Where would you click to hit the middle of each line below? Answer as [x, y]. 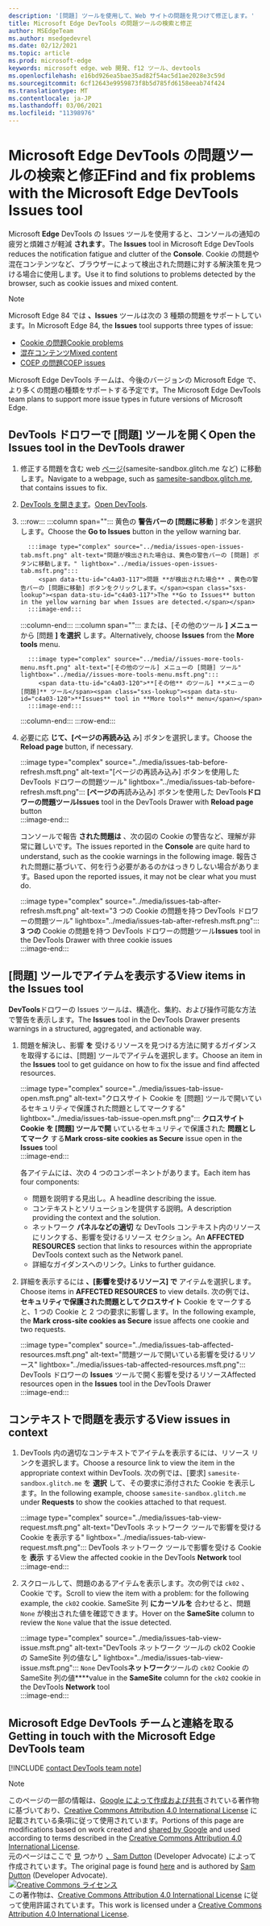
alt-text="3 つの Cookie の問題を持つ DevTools [158, 911]
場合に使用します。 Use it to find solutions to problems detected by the [139, 274]
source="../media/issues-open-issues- [179, 546]
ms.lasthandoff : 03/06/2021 [56, 106]
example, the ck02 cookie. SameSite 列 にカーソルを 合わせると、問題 [135, 1604]
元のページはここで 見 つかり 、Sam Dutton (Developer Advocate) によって [132, 1856]
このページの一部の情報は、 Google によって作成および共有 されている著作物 [134, 1800]
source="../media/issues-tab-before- [166, 762]
